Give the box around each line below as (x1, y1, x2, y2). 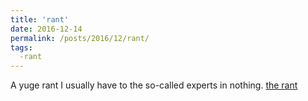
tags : (10, 42, 33, 53)
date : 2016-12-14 (10, 24, 83, 34)
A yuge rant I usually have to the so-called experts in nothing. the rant (10, 79, 298, 91)
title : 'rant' (10, 14, 70, 25)
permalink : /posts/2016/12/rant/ (10, 33, 150, 43)
